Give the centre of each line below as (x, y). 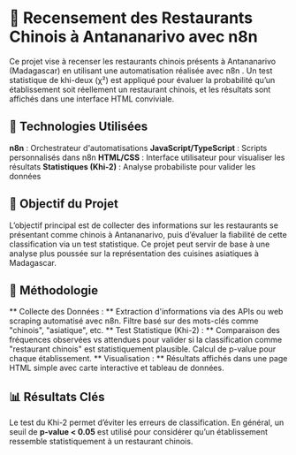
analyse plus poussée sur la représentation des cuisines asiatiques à (134, 253)
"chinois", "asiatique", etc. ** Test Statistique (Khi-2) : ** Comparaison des (145, 330)
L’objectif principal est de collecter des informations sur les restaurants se (144, 225)
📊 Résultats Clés (57, 397)
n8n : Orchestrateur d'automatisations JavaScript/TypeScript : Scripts (138, 148)
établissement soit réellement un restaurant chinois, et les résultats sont (140, 89)
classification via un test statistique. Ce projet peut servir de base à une (140, 244)
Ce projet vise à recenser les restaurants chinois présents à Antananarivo (143, 61)
